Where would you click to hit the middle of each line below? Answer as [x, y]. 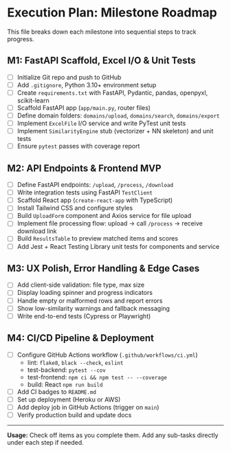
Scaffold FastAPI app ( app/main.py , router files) [84, 107]
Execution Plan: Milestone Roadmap [112, 13]
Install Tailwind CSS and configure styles [75, 208]
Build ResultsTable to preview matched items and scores [98, 239]
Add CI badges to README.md [56, 391]
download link [37, 231]
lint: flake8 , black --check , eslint [75, 362]
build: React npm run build [65, 384]
